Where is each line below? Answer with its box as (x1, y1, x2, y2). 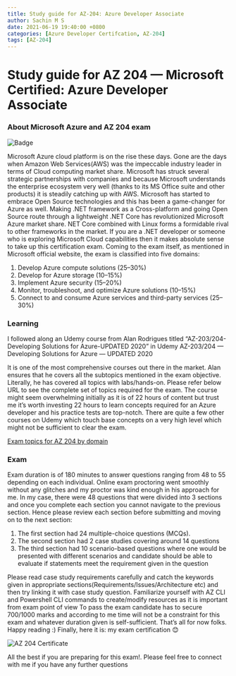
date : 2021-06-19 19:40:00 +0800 (7, 23, 106, 30)
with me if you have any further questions (7, 660, 128, 669)
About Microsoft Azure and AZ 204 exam (7, 122, 151, 132)
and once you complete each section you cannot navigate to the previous (7, 501, 221, 509)
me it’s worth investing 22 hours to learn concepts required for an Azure (7, 401, 216, 409)
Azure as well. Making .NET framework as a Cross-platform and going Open (7, 204, 228, 213)
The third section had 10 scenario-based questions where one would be (17, 545, 227, 553)
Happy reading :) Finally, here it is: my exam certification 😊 (7, 626, 179, 634)
